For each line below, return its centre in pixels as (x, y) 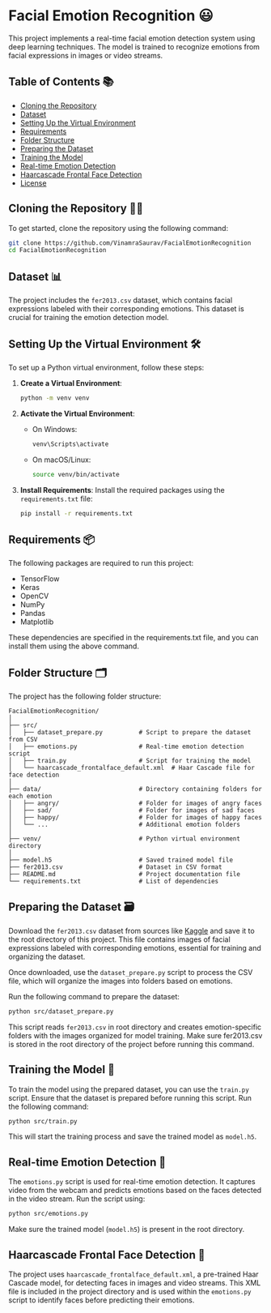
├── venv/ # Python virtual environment (125, 839)
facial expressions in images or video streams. (86, 55)
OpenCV (34, 596)
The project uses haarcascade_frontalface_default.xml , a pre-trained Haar (133, 1274)
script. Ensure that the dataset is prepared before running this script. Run (130, 1097)
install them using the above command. (74, 646)
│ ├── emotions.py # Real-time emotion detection (126, 747)
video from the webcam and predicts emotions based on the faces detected (135, 1191)
